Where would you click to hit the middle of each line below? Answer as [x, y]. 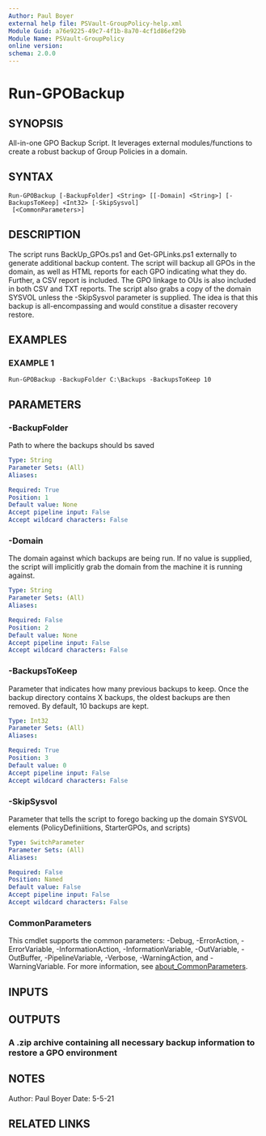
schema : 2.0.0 [32, 53]
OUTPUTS [34, 1019]
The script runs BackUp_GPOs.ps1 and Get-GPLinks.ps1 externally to [122, 254]
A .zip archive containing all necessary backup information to [132, 1042]
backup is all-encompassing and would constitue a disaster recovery [123, 305]
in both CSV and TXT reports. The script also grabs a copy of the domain [130, 288]
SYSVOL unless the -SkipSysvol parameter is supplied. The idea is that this [133, 297]
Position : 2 [28, 628]
